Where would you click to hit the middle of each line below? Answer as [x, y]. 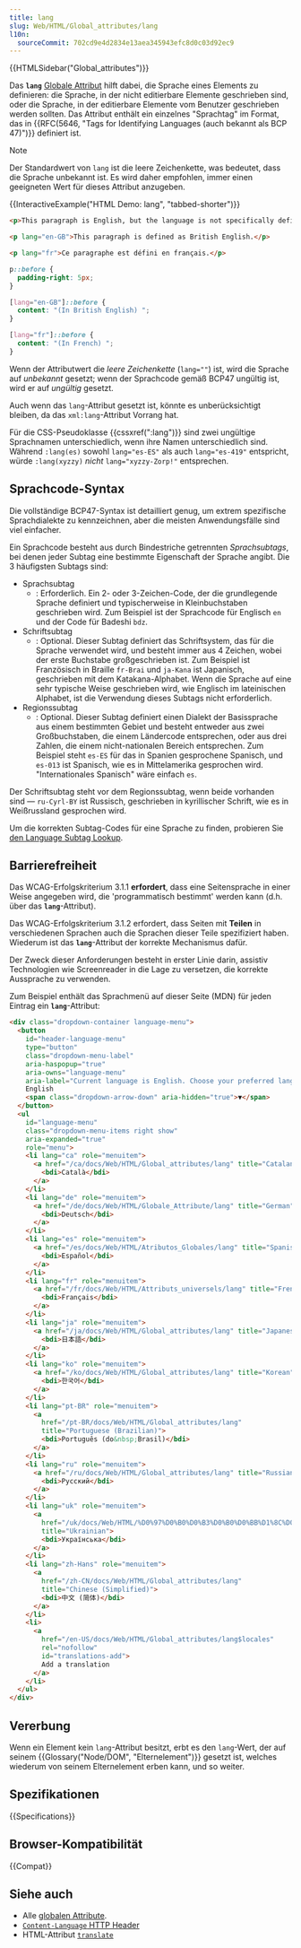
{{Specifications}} [43, 1816]
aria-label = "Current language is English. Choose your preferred [150, 1081]
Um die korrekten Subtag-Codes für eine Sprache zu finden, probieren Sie [146, 828]
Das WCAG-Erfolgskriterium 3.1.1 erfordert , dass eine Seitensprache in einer [150, 887]
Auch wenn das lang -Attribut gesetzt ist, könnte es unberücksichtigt [135, 405]
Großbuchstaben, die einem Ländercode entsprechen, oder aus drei [161, 735]
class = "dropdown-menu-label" [80, 1056]
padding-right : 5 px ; [56, 278]
